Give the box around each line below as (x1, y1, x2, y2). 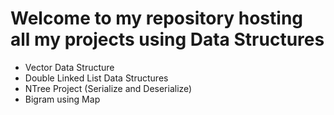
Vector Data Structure (24, 61, 115, 73)
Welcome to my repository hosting (10, 7, 304, 30)
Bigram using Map (24, 93, 101, 105)
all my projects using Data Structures (10, 28, 325, 51)
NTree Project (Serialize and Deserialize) (24, 82, 193, 94)
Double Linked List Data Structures (24, 72, 169, 84)
